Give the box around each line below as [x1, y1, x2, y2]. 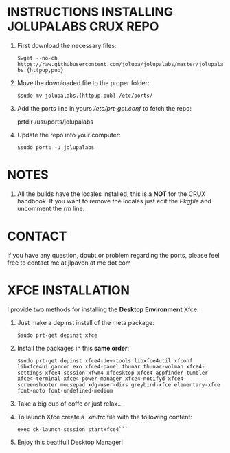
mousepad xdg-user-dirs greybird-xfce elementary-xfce [60, 381, 221, 388]
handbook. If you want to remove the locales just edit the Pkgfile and [16, 197, 211, 205]
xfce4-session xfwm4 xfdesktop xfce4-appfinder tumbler [45, 369, 208, 376]
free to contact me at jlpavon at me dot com [7, 258, 131, 267]
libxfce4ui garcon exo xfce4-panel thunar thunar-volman [16, 363, 184, 370]
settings [16, 369, 43, 376]
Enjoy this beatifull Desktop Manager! [16, 438, 124, 446]
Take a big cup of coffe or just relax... [16, 399, 123, 408]
